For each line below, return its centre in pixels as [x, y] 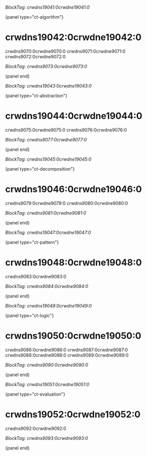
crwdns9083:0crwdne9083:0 [36, 276]
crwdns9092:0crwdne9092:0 [36, 428]
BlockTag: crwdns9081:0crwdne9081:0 [46, 213]
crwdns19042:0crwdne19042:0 [73, 37]
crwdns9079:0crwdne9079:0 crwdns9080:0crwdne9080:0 [67, 203]
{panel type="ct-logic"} [30, 315]
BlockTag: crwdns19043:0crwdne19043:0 [49, 86]
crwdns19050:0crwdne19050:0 [73, 335]
